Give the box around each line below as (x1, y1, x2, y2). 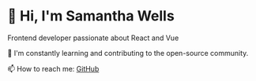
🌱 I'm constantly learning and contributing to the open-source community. (7, 48, 249, 57)
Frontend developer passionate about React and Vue (7, 33, 179, 42)
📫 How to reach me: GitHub (7, 64, 100, 73)
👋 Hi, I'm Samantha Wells (7, 7, 175, 25)
